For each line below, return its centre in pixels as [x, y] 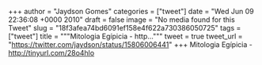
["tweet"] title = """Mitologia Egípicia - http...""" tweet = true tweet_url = [125, 36]
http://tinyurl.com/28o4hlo [51, 53]
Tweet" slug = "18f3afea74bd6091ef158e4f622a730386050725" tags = [125, 28]
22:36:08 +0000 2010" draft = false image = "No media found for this [122, 20]
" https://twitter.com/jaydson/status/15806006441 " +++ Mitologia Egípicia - [131, 45]
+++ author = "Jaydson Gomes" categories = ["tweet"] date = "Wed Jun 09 [131, 11]
